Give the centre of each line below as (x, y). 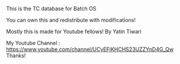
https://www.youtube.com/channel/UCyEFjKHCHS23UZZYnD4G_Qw (90, 49)
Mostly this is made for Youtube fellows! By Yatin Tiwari (74, 31)
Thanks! (16, 55)
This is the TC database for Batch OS (51, 9)
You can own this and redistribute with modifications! (71, 20)
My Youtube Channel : (33, 43)
